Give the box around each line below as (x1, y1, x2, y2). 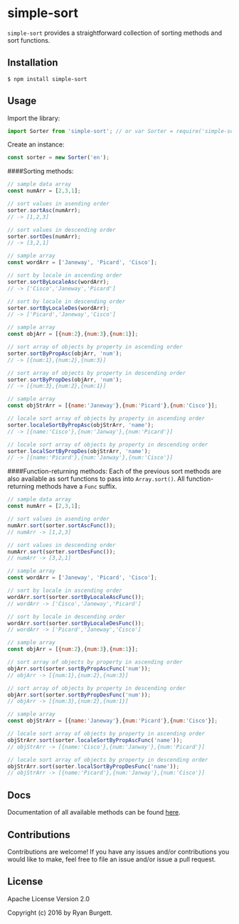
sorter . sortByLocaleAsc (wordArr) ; (7, 278, 110, 285)
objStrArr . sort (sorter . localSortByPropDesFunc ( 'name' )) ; (7, 763, 180, 770)
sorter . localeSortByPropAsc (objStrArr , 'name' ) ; (7, 421, 154, 428)
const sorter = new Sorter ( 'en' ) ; (7, 154, 110, 161)
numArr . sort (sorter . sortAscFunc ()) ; (7, 521, 116, 529)
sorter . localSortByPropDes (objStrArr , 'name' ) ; (7, 447, 152, 455)
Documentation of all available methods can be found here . (7, 808, 181, 817)
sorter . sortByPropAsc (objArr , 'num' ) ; (7, 350, 122, 357)
